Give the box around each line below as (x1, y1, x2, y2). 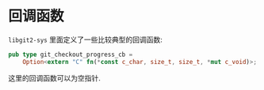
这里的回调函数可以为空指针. (8, 73, 101, 83)
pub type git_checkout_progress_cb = (8, 51, 133, 58)
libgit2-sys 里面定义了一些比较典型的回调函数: (8, 35, 163, 44)
